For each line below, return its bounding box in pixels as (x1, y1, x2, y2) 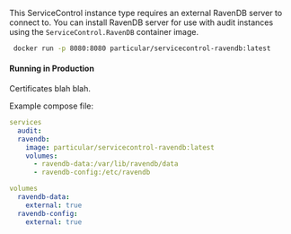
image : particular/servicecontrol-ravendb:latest (25, 143, 216, 152)
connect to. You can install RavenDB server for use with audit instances (9, 17, 274, 28)
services (9, 118, 42, 127)
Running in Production (9, 63, 94, 74)
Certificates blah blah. (9, 83, 92, 94)
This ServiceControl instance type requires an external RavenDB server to (9, 8, 283, 18)
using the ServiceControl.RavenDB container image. (9, 27, 199, 37)
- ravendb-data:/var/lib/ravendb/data (32, 160, 179, 169)
